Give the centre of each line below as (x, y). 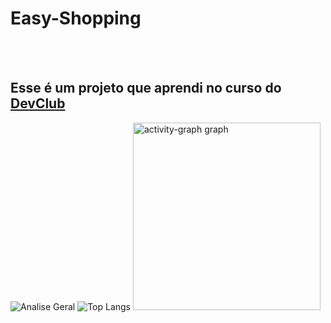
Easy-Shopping (76, 18)
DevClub (38, 103)
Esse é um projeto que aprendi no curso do (146, 88)
